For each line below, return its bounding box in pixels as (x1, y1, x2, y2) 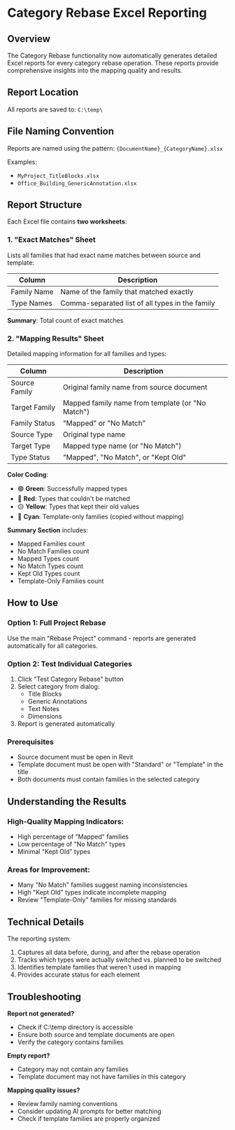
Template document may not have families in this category (17, 1072, 187, 1080)
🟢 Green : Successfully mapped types (17, 485, 128, 493)
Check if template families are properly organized (17, 1114, 160, 1122)
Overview (7, 33, 51, 45)
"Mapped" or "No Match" (62, 418, 146, 428)
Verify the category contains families (17, 1038, 124, 1046)
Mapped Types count (17, 555, 79, 563)
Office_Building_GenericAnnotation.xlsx (17, 180, 137, 187)
